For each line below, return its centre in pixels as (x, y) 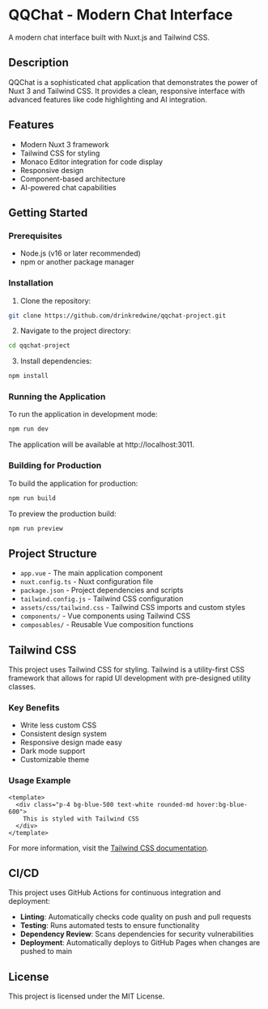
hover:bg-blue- (223, 804)
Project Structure (53, 553)
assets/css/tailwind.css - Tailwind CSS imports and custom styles (132, 608)
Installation (31, 283)
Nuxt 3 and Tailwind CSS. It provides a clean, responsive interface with (127, 91)
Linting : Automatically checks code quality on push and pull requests (136, 917)
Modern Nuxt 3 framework (64, 144)
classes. (22, 687)
